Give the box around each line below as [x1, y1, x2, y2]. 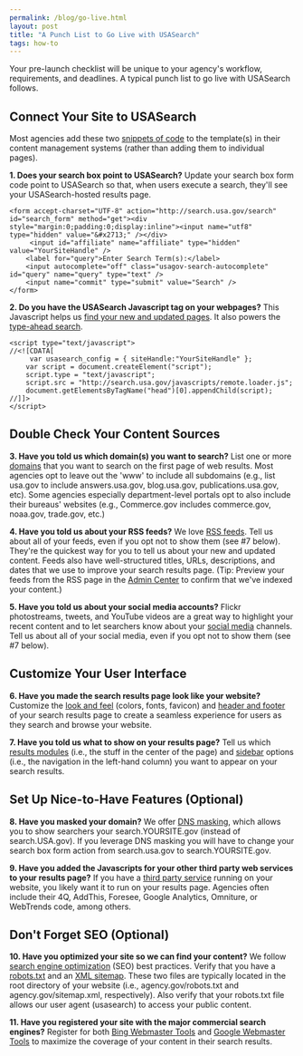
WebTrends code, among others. [9, 901, 131, 912]
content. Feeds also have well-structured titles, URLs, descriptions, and [9, 555, 276, 566]
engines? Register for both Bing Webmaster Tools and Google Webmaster [9, 1026, 286, 1038]
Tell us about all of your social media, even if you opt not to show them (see [9, 630, 291, 641]
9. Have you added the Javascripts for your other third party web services [9, 862, 294, 873]
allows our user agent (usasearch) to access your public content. [9, 999, 251, 1011]
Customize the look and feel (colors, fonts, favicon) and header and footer [9, 700, 286, 711]
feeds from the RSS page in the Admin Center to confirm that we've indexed [9, 574, 293, 585]
